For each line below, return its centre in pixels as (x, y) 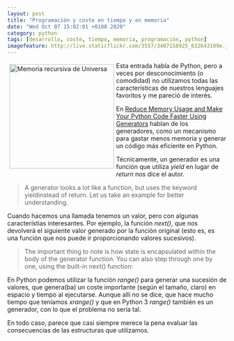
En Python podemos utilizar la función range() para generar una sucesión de (117, 280)
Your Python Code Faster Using (161, 116)
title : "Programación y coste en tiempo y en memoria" (88, 20)
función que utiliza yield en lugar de (167, 167)
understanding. (46, 202)
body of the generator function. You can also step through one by (118, 259)
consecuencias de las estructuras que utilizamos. (78, 330)
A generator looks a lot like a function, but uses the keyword (110, 188)
